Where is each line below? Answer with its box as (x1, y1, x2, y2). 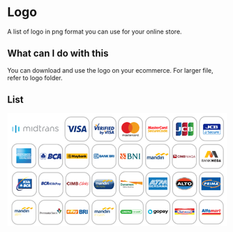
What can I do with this (7, 48, 110, 59)
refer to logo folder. (7, 73, 63, 82)
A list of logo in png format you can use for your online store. (7, 27, 183, 36)
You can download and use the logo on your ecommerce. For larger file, (7, 66, 214, 74)
